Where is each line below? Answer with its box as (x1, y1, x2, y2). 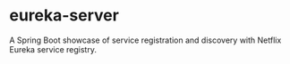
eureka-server (9, 5, 119, 26)
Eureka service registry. (9, 44, 97, 54)
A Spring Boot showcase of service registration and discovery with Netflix (9, 35, 282, 45)
